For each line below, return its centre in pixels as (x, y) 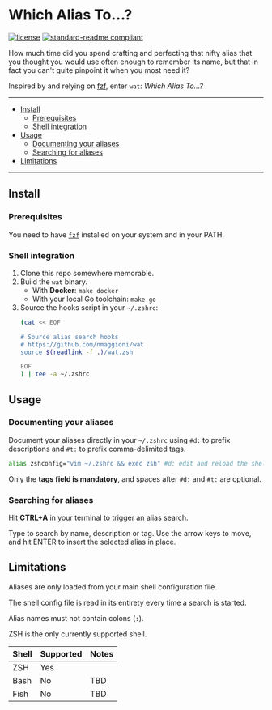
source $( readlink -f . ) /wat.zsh (76, 352)
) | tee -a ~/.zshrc (55, 374)
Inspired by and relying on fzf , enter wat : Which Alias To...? (106, 86)
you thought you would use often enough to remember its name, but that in (134, 62)
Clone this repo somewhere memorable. (87, 273)
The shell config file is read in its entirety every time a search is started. (127, 602)
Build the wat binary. (53, 282)
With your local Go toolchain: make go (94, 299)
